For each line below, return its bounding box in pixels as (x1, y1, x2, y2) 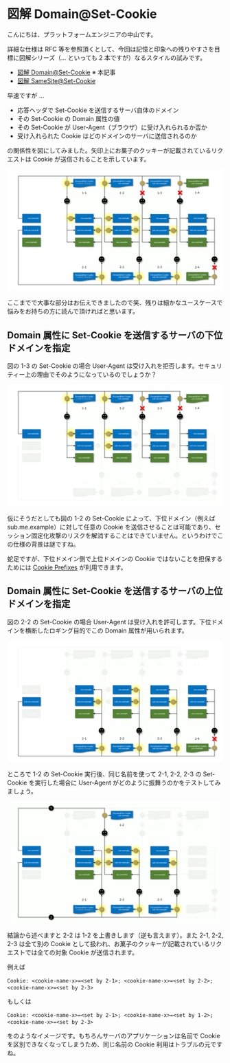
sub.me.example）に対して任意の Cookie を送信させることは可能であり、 (7, 523, 215, 531)
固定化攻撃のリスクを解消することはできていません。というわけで (30, 531, 218, 540)
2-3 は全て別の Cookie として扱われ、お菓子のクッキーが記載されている (7, 939, 211, 947)
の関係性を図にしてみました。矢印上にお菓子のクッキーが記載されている (7, 146, 211, 155)
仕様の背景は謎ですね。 (12, 540, 80, 548)
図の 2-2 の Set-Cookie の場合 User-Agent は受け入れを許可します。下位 (7, 617, 211, 626)
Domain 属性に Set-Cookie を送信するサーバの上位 (7, 585, 223, 597)
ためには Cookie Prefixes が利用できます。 (7, 563, 127, 571)
